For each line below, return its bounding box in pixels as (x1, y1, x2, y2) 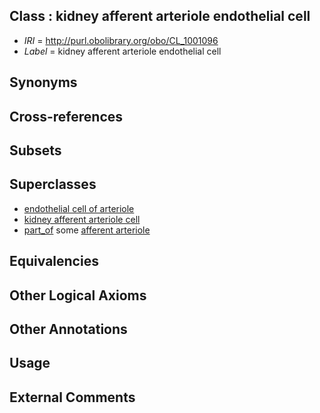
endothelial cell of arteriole (23, 202, 135, 214)
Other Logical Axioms (9, 287, 147, 304)
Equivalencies (9, 253, 99, 270)
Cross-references (9, 108, 124, 125)
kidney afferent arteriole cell (23, 213, 141, 225)
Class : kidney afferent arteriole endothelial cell (9, 8, 311, 25)
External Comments (9, 389, 136, 406)
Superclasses (9, 176, 97, 193)
